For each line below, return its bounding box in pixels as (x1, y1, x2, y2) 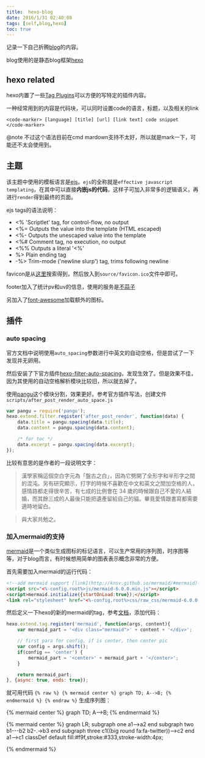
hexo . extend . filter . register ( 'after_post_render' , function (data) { (6, 414, 184, 420)
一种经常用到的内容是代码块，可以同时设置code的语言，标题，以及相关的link (6, 104, 199, 112)
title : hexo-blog (6, 9, 53, 15)
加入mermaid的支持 (6, 532, 65, 541)
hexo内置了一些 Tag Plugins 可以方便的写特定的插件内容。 (6, 92, 149, 99)
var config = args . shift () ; (17, 644, 88, 650)
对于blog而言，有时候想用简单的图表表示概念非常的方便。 (16, 555, 162, 562)
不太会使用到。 (16, 141, 55, 148)
